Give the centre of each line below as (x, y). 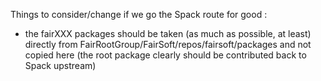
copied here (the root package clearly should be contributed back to (165, 55)
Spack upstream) (60, 65)
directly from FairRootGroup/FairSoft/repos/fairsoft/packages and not (168, 44)
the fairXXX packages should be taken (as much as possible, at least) (168, 33)
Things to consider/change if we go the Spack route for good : (139, 14)
